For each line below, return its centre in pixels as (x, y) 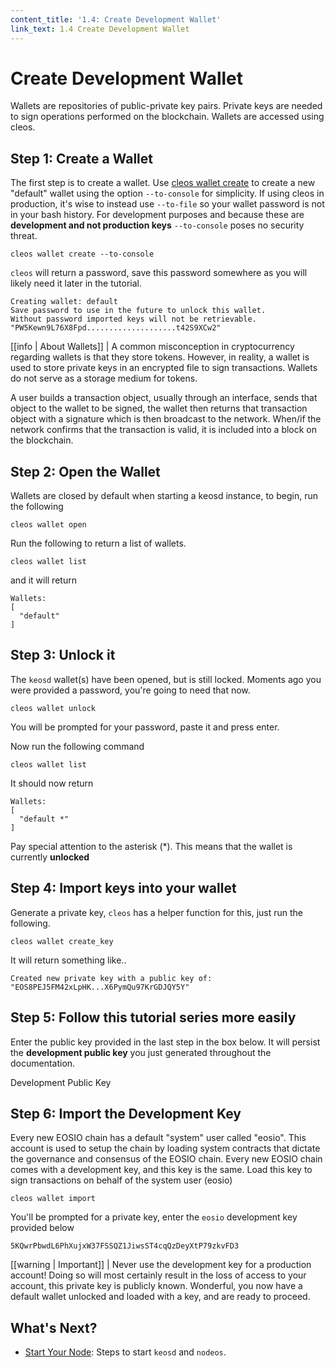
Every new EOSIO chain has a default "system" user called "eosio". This (158, 1138)
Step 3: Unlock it (63, 655)
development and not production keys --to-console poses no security (157, 225)
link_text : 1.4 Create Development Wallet (100, 29)
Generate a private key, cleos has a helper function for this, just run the (156, 912)
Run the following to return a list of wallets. (98, 543)
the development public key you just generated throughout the (141, 1052)
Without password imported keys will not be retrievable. (133, 319)
